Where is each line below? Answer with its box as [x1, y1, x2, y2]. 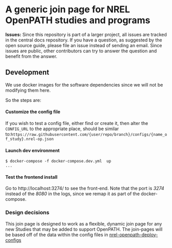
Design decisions [5, 209, 50, 216]
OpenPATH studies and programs [5, 14, 150, 26]
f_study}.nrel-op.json [5, 136, 54, 141]
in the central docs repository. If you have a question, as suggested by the [5, 37, 163, 43]
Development [5, 68, 50, 77]
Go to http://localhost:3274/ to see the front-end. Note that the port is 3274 [5, 185, 164, 192]
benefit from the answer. [5, 53, 58, 59]
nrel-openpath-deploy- [109, 232, 158, 238]
